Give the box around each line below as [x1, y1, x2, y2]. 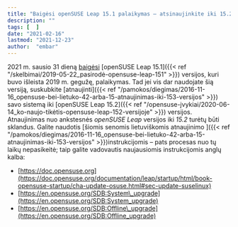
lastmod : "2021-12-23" [7, 37, 74, 44]
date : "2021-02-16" [7, 30, 65, 37]
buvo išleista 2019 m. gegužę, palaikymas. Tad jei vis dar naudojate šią [7, 78, 214, 86]
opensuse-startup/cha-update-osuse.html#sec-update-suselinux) [17, 182, 212, 190]
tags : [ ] [7, 23, 40, 30]
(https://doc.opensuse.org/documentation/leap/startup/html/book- [17, 174, 212, 182]
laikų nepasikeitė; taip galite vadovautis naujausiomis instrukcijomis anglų [7, 146, 222, 153]
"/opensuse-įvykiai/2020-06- [143, 100, 230, 108]
